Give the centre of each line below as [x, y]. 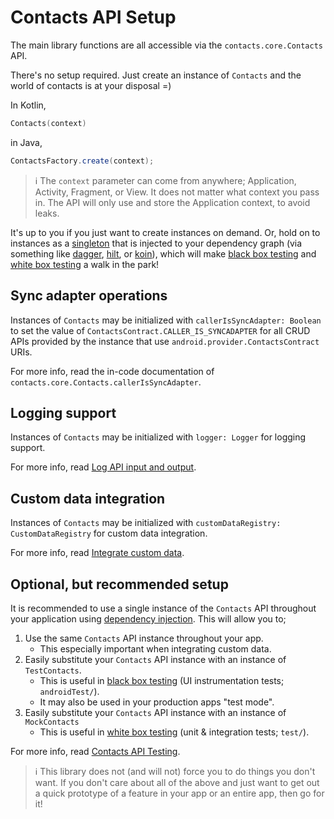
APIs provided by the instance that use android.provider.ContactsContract [165, 341]
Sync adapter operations [89, 296]
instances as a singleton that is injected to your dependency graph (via [156, 243]
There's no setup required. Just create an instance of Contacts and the [156, 75]
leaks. [47, 213]
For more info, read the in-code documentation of [112, 371]
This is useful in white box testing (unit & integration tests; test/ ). [174, 732]
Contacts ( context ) [48, 123]
